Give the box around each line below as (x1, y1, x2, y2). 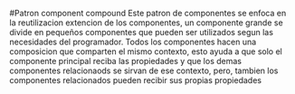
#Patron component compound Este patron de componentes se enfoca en (9, 8, 287, 18)
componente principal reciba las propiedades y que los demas (9, 56, 243, 66)
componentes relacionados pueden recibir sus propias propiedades (9, 75, 262, 85)
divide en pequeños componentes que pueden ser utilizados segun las (9, 27, 274, 37)
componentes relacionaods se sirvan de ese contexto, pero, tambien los (9, 65, 279, 76)
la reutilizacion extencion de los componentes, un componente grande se (9, 17, 283, 28)
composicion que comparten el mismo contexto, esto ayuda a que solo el (9, 46, 282, 57)
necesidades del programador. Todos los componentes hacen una (9, 36, 257, 47)
